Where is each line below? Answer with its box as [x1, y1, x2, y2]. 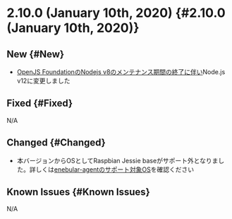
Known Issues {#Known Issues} [6, 186, 151, 199]
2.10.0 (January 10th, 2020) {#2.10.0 [6, 5, 226, 21]
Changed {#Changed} [6, 136, 106, 149]
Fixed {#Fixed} [6, 97, 73, 109]
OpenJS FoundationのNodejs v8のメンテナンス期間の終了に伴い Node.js [16, 68, 226, 76]
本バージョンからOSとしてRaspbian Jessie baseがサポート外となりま [16, 156, 219, 165]
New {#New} [6, 48, 65, 60]
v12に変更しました [16, 76, 71, 85]
